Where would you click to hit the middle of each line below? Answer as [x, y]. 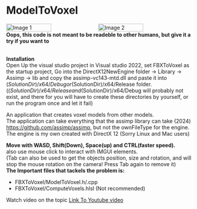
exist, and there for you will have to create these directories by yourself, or [97, 96]
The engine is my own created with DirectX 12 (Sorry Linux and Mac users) [98, 133]
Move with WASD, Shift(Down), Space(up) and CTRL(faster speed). [91, 145]
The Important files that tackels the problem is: [65, 170]
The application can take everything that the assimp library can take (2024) [99, 121]
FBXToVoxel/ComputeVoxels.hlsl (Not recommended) [80, 188]
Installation [20, 59]
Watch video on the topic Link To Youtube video [65, 199]
